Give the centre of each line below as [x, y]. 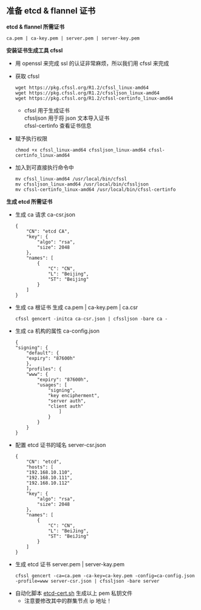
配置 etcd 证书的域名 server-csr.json [60, 445]
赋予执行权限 [31, 138]
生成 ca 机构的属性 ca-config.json [57, 331]
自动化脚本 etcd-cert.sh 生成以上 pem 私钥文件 [74, 593]
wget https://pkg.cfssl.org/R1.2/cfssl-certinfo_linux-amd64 [94, 98]
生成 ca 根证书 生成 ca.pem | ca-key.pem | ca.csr [77, 307]
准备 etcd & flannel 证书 [51, 11]
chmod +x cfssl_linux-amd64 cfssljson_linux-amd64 [80, 150]
